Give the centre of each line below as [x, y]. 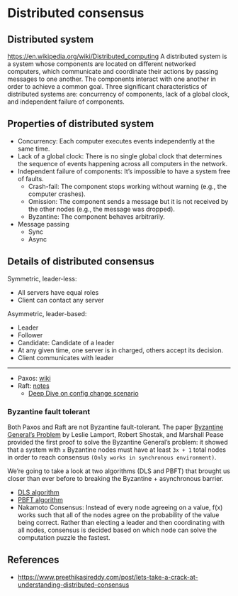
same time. [34, 148]
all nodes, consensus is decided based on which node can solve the [117, 530]
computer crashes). [57, 194]
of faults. [30, 178]
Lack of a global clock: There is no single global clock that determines [120, 156]
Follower [30, 335]
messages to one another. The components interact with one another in [112, 79]
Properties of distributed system [81, 124]
